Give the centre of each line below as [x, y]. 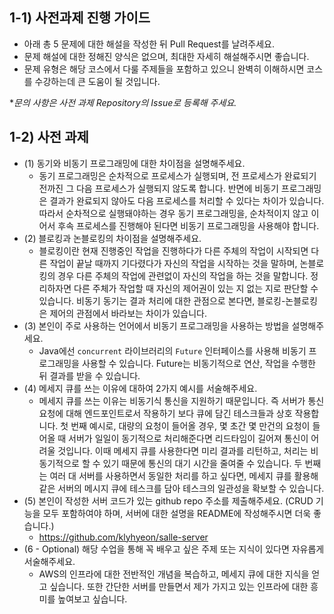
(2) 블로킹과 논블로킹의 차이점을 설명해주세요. [112, 238]
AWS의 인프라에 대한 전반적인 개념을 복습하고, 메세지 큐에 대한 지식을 [174, 574]
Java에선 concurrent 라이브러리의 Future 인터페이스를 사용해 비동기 [172, 350]
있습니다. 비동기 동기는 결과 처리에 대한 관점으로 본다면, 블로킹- [162, 300]
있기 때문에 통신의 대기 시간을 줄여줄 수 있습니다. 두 [202, 463]
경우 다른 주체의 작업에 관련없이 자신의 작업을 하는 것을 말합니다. [183, 275]
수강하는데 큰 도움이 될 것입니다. [97, 81]
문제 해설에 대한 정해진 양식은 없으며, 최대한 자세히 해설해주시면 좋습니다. [166, 56]
